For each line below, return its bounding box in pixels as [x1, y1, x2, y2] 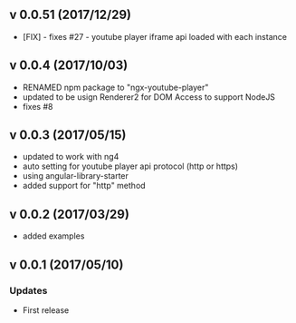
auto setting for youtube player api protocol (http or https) [22, 161, 238, 171]
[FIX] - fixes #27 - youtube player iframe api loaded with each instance [22, 31, 288, 42]
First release [22, 304, 70, 316]
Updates [9, 284, 48, 297]
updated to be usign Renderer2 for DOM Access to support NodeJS [22, 91, 276, 103]
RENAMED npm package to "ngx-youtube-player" [22, 82, 209, 93]
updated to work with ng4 [22, 152, 119, 162]
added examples [22, 230, 85, 241]
